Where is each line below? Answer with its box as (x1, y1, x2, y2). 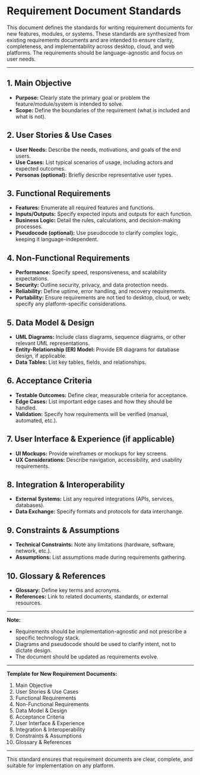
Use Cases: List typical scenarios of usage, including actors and (15, 159, 173, 166)
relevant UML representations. (15, 340, 90, 346)
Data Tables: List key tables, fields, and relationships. (15, 358, 147, 366)
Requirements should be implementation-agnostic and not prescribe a (15, 628, 187, 635)
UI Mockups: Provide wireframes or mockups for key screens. (15, 450, 168, 457)
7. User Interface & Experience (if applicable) (7, 434, 175, 444)
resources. (15, 599, 42, 607)
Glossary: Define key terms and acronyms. (15, 587, 121, 594)
